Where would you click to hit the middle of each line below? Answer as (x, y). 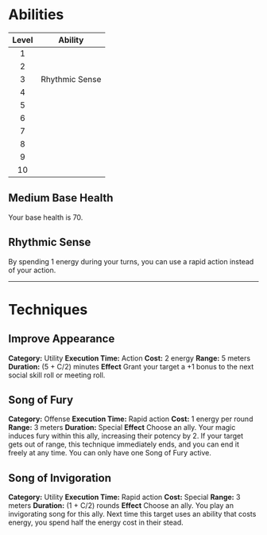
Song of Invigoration (60, 478)
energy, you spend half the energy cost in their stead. (96, 522)
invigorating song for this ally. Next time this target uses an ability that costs (132, 514)
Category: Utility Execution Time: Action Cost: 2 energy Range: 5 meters (130, 358)
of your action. (32, 270)
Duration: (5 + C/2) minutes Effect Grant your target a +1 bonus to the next (131, 366)
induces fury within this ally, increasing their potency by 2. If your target (126, 436)
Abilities (36, 15)
